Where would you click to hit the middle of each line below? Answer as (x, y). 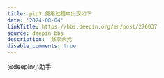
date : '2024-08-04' (36, 20)
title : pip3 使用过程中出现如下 (50, 14)
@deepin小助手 (29, 67)
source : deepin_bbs (36, 33)
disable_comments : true (42, 46)
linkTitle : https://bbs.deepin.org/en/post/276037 (82, 26)
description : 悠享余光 (39, 40)
